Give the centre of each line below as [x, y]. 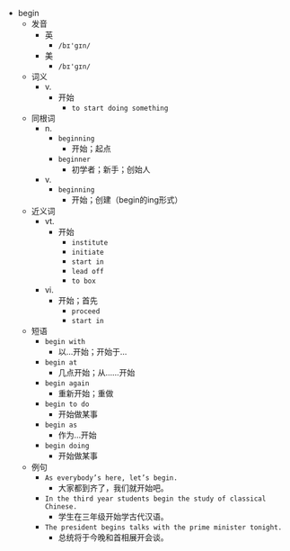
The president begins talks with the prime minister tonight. [163, 528]
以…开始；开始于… [92, 352]
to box [83, 281]
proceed [86, 312]
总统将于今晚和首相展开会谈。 [113, 537]
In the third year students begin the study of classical [155, 499]
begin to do [67, 404]
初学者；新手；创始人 [111, 169]
